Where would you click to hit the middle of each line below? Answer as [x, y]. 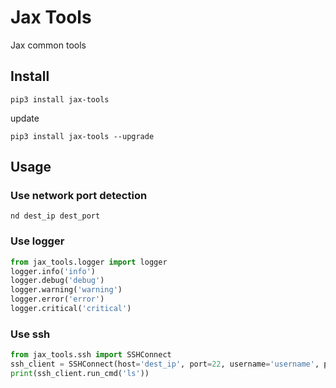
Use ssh [30, 334]
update [25, 118]
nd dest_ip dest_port [55, 216]
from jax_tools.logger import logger [89, 262]
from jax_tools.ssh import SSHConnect [91, 355]
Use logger [37, 241]
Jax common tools [48, 45]
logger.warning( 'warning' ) [66, 290]
